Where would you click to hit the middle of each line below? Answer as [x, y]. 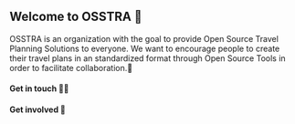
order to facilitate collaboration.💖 [71, 67]
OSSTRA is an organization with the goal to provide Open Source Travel [144, 38]
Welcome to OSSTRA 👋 [76, 17]
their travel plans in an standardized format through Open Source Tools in [147, 58]
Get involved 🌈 [38, 109]
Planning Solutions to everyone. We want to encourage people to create [145, 48]
